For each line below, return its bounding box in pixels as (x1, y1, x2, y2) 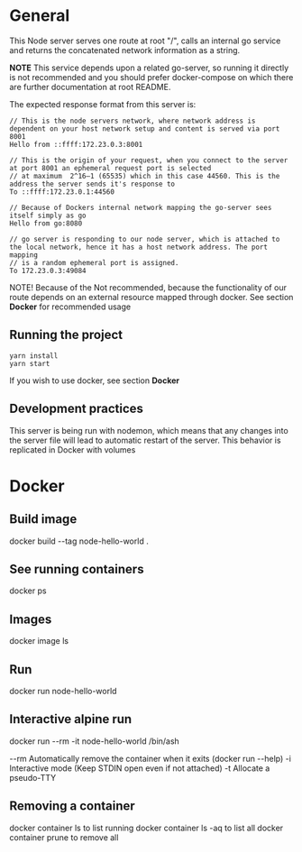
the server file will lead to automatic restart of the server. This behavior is (9, 435, 281, 445)
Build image (9, 511, 78, 527)
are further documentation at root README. (9, 81, 171, 92)
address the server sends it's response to (9, 179, 176, 188)
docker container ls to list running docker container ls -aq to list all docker (9, 822, 284, 833)
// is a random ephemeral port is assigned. (9, 258, 179, 267)
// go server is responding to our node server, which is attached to (9, 234, 280, 243)
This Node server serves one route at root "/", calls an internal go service (9, 35, 281, 46)
